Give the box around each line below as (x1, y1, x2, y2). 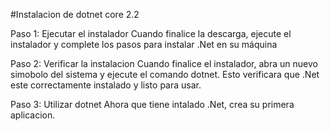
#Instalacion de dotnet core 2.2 (10, 9, 140, 20)
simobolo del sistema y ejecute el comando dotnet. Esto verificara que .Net (10, 69, 320, 80)
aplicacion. (10, 109, 56, 121)
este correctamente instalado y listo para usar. (10, 79, 202, 91)
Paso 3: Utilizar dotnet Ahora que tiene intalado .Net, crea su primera (10, 99, 295, 110)
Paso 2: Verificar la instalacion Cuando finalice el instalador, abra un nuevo (10, 58, 318, 69)
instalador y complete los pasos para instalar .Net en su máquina (10, 39, 278, 50)
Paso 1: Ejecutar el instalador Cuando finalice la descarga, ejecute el (10, 28, 292, 39)
